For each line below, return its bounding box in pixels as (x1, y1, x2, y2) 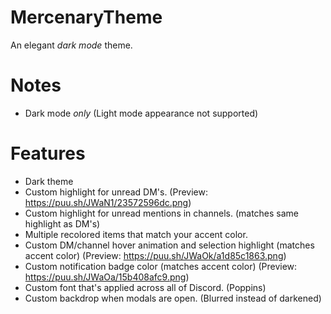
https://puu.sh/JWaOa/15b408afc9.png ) (24, 271, 190, 283)
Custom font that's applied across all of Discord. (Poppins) (24, 281, 267, 293)
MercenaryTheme (10, 6, 163, 29)
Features (10, 142, 86, 165)
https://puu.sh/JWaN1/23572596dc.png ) (24, 196, 192, 208)
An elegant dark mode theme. (10, 39, 133, 51)
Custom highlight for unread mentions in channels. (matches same (24, 207, 300, 219)
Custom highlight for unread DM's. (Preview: (24, 186, 208, 198)
